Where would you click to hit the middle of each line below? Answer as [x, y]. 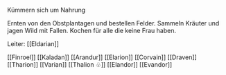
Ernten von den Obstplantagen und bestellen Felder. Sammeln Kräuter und [113, 23]
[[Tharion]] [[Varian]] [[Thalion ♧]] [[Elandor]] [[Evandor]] [90, 64]
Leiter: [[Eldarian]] [33, 44]
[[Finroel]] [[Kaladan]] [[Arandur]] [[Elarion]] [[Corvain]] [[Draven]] [102, 57]
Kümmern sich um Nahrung [46, 10]
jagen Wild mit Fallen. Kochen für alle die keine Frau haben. [92, 31]
